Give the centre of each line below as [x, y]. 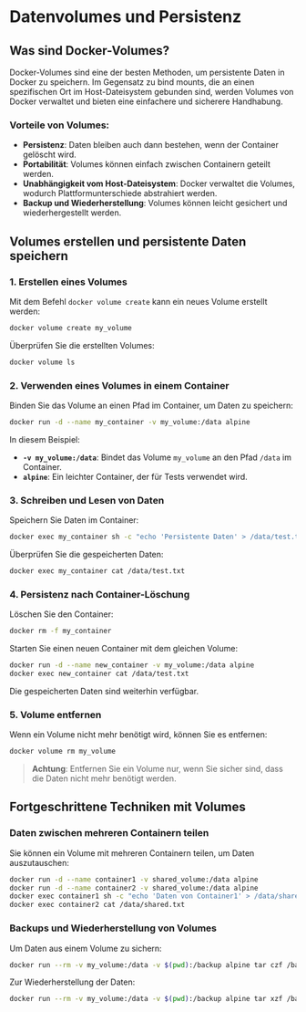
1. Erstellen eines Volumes [68, 282]
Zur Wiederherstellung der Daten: [72, 982]
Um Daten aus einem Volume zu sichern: [86, 948]
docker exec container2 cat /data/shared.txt [97, 905]
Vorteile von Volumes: [60, 125]
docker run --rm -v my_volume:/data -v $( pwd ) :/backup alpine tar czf [146, 965]
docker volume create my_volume [71, 328]
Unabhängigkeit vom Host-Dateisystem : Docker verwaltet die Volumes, [159, 183]
